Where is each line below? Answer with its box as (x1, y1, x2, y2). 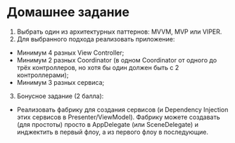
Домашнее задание (6, 4, 129, 20)
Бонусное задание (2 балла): (16, 92, 104, 100)
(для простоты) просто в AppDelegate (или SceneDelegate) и (16, 120, 198, 128)
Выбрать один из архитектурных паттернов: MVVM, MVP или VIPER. (16, 27, 222, 36)
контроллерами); (16, 71, 69, 79)
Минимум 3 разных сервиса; (16, 78, 105, 86)
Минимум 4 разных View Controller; (16, 48, 125, 57)
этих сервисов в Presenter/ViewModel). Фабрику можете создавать (16, 113, 221, 121)
